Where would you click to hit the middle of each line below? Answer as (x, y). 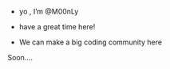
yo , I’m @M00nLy (49, 11)
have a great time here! (57, 27)
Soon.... (20, 57)
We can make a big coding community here (91, 42)
